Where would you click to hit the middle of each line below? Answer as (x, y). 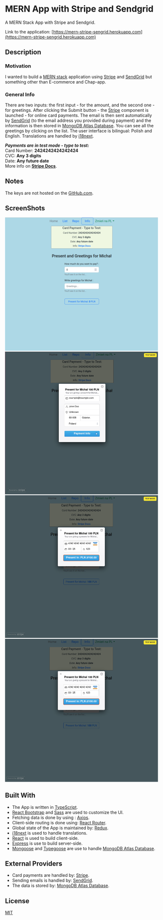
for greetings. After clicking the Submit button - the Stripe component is (77, 110)
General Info (20, 94)
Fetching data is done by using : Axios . (51, 818)
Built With (20, 795)
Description (23, 52)
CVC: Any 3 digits (23, 155)
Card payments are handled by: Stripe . (51, 875)
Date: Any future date (27, 161)
